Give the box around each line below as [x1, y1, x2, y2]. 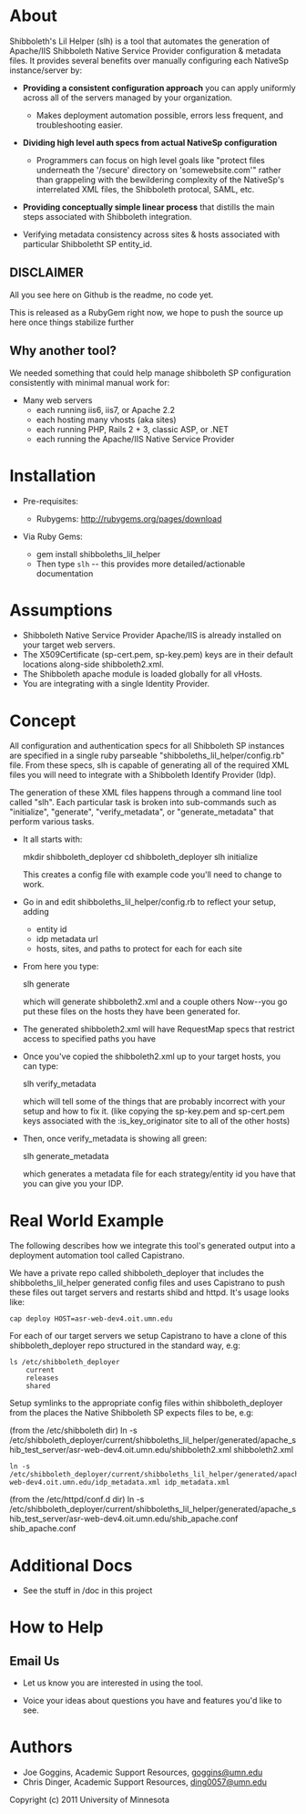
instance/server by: [9, 65, 83, 76]
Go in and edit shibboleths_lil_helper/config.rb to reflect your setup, [22, 897, 276, 907]
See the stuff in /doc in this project [22, 1585, 153, 1596]
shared [25, 1382, 51, 1391]
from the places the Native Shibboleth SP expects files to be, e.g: [9, 1407, 254, 1418]
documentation [36, 567, 94, 579]
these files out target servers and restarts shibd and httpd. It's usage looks [9, 1287, 290, 1298]
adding [22, 907, 50, 917]
